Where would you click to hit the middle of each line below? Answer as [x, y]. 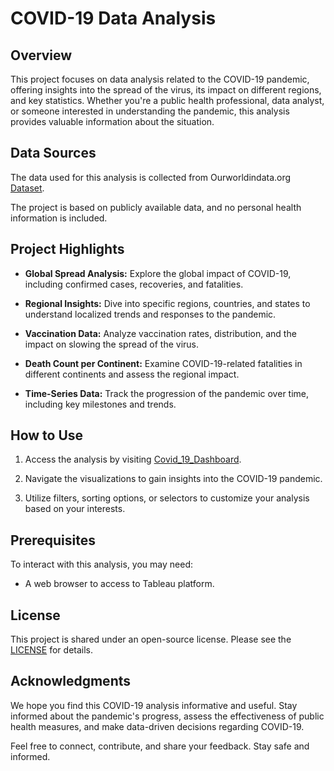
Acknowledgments [71, 681]
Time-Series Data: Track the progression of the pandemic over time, [167, 393]
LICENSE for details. [52, 650]
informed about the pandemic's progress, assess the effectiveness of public [167, 716]
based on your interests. [75, 509]
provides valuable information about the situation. [112, 121]
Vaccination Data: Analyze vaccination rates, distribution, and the [160, 333]
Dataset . [27, 188]
